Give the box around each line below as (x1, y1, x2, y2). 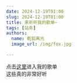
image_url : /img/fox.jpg (11, 41, 72, 47)
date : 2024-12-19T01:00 (6, 8, 64, 15)
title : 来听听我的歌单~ (6, 19, 58, 25)
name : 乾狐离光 (11, 36, 45, 41)
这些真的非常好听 (6, 70, 47, 77)
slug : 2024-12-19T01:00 (6, 14, 64, 20)
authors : (6, 30, 27, 36)
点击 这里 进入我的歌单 (6, 63, 57, 70)
